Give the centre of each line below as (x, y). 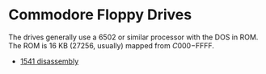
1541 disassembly (49, 61)
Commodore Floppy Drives (100, 15)
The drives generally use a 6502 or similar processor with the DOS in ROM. (133, 37)
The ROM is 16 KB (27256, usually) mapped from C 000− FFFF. (111, 45)
